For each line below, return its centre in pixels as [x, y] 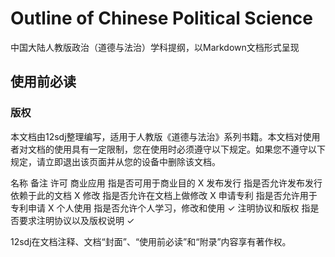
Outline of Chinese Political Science [162, 18]
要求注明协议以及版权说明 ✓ [76, 220]
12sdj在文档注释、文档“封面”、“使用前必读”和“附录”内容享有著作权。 [151, 241]
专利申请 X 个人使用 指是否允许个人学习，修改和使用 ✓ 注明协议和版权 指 [160, 208]
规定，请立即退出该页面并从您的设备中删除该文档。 [115, 161]
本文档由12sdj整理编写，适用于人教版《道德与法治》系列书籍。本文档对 [156, 136]
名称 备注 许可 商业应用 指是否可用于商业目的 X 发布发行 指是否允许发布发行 [166, 183]
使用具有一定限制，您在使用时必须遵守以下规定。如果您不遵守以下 [189, 149]
